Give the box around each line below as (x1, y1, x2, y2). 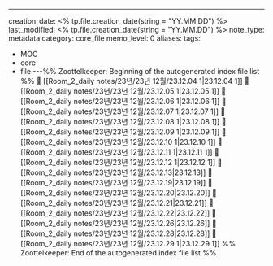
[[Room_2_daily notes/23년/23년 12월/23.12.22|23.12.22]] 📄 (19, 208, 217, 218)
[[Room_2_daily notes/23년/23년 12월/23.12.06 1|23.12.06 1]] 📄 (19, 97, 227, 106)
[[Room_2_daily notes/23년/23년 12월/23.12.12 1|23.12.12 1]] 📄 (19, 158, 223, 167)
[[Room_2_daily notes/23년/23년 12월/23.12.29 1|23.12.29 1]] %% (19, 239, 236, 248)
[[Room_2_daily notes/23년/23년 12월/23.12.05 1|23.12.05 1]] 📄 (19, 86, 226, 96)
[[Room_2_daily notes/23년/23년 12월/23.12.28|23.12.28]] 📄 (19, 229, 217, 238)
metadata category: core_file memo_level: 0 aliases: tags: (8, 33, 201, 43)
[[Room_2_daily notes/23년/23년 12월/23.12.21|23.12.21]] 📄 (19, 198, 214, 207)
